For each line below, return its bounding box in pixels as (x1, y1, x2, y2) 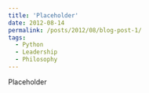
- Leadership (15, 48, 58, 56)
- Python (15, 41, 44, 49)
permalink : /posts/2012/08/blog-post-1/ (8, 26, 143, 34)
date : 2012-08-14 (8, 19, 65, 27)
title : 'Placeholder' (8, 11, 79, 20)
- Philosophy (15, 56, 58, 64)
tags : (8, 33, 26, 42)
